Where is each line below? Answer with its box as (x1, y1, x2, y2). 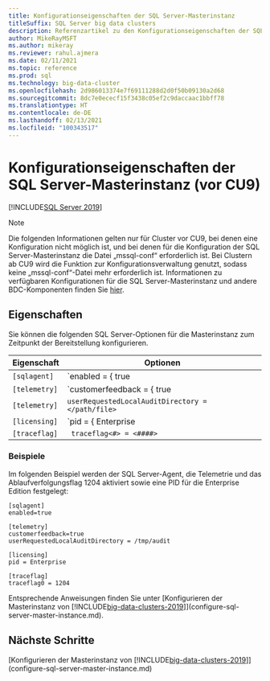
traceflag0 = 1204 (8, 579, 70, 587)
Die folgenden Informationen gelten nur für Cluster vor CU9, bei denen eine (8, 233, 259, 243)
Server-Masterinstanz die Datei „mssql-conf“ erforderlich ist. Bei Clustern (8, 250, 252, 260)
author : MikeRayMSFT (8, 34, 78, 43)
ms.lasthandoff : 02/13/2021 (8, 117, 103, 125)
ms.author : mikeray (8, 42, 74, 50)
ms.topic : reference (8, 64, 78, 72)
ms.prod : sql (8, 72, 52, 80)
